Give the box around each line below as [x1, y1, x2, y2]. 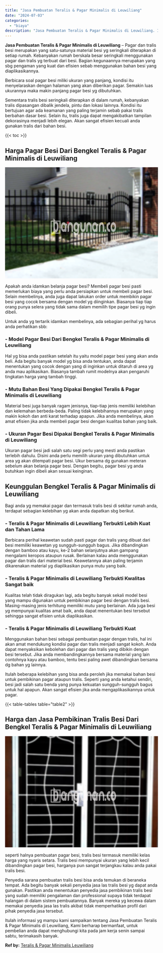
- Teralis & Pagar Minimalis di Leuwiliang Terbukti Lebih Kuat [5, 520, 150, 527]
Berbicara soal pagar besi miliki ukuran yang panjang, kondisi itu [5, 78, 134, 84]
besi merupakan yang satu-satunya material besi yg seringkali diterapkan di [5, 48, 156, 53]
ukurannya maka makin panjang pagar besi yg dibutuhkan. [5, 88, 122, 94]
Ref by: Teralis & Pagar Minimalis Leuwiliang [5, 942, 94, 948]
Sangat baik [5, 581, 34, 588]
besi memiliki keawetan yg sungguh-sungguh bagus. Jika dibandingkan [5, 542, 148, 548]
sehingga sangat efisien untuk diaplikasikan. [5, 613, 94, 619]
